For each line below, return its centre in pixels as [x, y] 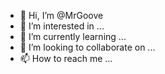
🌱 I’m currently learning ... [73, 36]
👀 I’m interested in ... [62, 26]
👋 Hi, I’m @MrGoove [61, 15]
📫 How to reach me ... [66, 58]
